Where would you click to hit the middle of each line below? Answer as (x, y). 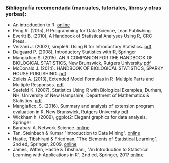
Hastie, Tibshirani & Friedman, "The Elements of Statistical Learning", (85, 139)
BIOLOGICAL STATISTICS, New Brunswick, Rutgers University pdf (82, 63)
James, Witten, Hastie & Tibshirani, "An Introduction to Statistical (80, 150)
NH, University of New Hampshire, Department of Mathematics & (81, 95)
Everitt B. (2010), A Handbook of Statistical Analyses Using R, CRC (82, 36)
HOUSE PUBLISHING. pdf (39, 74)
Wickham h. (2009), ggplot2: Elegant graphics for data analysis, (80, 117)
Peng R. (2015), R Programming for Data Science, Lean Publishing (82, 31)
